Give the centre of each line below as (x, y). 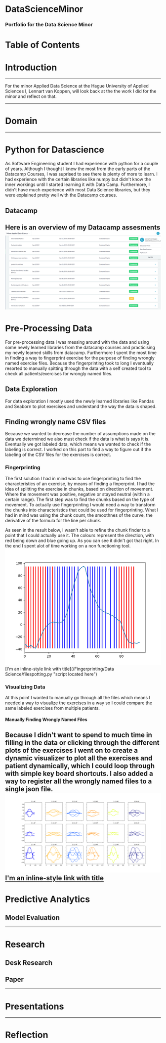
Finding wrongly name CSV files (56, 422)
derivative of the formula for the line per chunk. (53, 520)
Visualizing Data (25, 687)
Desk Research (29, 963)
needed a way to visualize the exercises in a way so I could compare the (79, 703)
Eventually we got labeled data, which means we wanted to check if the (78, 444)
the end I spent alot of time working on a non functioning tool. (68, 545)
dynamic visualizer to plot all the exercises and (79, 758)
